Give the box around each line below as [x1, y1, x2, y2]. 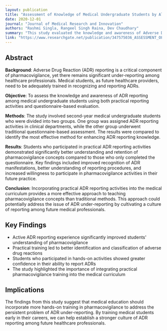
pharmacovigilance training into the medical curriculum [12, 271, 126, 277]
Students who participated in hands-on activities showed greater [12, 255, 146, 261]
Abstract [5, 53, 33, 62]
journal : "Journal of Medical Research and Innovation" [5, 21, 123, 26]
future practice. [5, 175, 37, 181]
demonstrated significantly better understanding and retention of [5, 149, 138, 155]
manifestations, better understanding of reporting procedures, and [5, 165, 142, 171]
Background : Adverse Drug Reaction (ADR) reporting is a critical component [5, 67, 162, 73]
